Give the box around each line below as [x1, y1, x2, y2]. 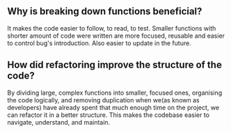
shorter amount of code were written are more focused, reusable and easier [7, 31, 225, 40]
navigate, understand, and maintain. [7, 118, 111, 126]
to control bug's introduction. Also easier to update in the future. [7, 38, 191, 47]
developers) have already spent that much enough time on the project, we [7, 103, 220, 111]
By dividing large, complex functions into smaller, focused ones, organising [7, 88, 223, 97]
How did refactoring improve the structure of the [7, 59, 223, 71]
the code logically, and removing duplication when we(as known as [7, 95, 200, 104]
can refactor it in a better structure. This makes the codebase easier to [7, 111, 210, 119]
